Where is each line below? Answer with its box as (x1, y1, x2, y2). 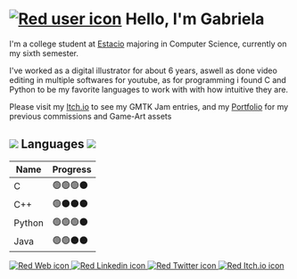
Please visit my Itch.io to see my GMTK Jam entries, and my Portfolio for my (9, 101, 289, 111)
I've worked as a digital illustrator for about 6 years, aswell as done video (9, 65, 278, 76)
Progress (52, 163, 92, 176)
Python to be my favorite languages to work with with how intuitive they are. (9, 84, 288, 94)
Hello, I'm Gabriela (125, 9, 265, 29)
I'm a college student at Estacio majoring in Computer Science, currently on (9, 38, 287, 49)
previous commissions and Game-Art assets (9, 111, 172, 121)
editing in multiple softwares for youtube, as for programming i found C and (9, 74, 287, 85)
